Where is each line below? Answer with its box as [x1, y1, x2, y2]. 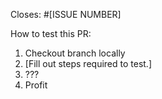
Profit [24, 79, 48, 91]
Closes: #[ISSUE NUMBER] [10, 9, 122, 20]
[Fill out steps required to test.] [24, 58, 153, 69]
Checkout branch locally [24, 47, 126, 59]
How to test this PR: [10, 28, 92, 39]
